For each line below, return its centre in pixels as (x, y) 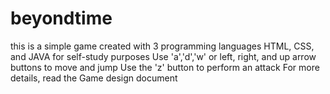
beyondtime (61, 18)
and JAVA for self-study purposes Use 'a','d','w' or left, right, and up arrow (163, 56)
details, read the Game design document (94, 78)
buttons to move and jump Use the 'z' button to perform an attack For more (165, 67)
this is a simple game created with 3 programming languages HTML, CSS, (162, 46)
